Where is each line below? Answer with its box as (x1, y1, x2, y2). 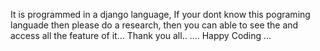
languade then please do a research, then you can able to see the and (10, 19, 299, 31)
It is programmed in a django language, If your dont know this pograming (10, 9, 311, 20)
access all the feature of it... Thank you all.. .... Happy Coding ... (10, 30, 272, 41)
